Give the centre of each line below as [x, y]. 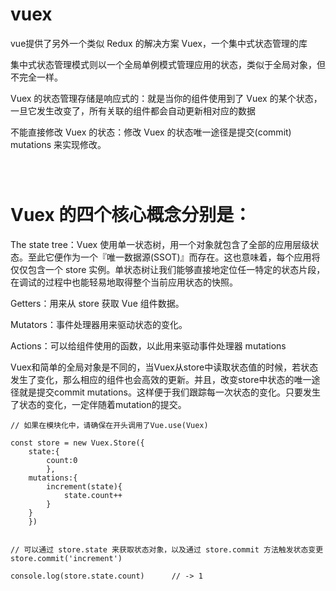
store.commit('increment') [66, 558]
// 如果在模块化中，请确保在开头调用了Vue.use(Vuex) [109, 425]
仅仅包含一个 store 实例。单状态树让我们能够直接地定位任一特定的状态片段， [168, 269]
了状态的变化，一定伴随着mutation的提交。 [98, 404]
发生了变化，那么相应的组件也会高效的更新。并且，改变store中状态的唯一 [161, 379]
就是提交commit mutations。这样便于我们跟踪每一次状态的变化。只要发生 [169, 392]
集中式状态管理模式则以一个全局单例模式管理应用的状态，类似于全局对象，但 [168, 64]
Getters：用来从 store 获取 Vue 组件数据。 [97, 303]
